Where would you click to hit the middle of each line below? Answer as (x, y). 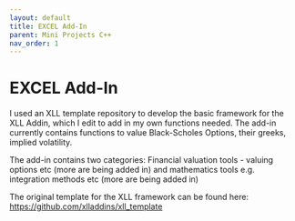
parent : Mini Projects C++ (61, 35)
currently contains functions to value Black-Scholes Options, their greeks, (148, 133)
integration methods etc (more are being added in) (104, 179)
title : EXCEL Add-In (49, 26)
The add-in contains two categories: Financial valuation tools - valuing (142, 160)
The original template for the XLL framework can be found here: (129, 197)
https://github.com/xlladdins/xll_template (86, 206)
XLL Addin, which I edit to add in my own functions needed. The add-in (143, 123)
